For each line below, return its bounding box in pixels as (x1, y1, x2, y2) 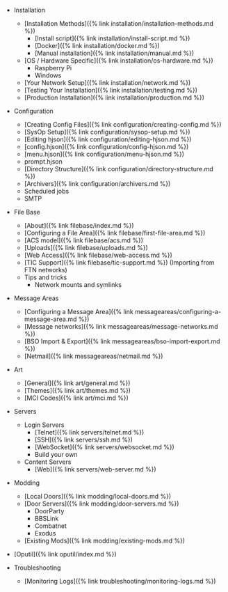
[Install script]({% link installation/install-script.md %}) (34, 34, 190, 42)
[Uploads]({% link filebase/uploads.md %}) (24, 244, 148, 251)
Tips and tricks (24, 273, 67, 281)
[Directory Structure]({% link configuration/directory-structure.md (24, 165, 213, 173)
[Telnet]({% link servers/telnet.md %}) (34, 428, 145, 436)
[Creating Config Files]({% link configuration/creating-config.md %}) (24, 120, 222, 128)
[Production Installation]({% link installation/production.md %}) (24, 93, 205, 102)
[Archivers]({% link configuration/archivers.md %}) (24, 180, 171, 187)
